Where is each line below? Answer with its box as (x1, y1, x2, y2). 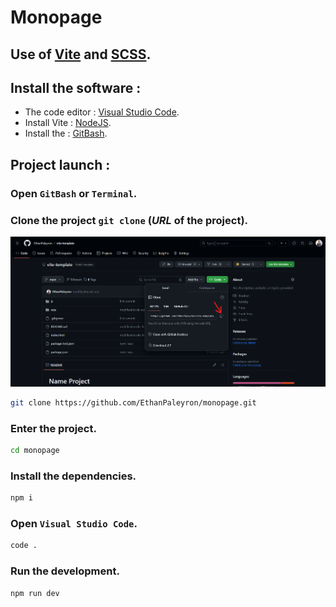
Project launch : (10, 156, 111, 173)
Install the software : (10, 79, 142, 96)
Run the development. (10, 564, 120, 578)
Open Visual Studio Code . (10, 517, 138, 531)
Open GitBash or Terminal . (10, 186, 138, 200)
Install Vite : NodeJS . (24, 117, 112, 129)
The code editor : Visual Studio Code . (24, 106, 180, 118)
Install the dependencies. (10, 469, 137, 483)
